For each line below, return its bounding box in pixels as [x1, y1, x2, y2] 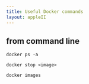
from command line [6, 36, 80, 46]
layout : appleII [6, 14, 46, 20]
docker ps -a [6, 51, 39, 58]
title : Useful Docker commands [6, 8, 84, 15]
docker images [6, 72, 42, 79]
